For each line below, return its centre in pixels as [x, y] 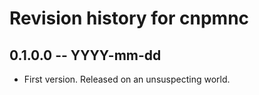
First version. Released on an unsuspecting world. [127, 79]
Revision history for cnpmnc [129, 18]
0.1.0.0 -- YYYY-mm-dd [85, 55]
